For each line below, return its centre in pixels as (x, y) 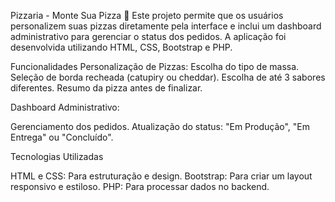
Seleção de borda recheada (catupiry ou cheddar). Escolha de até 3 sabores (168, 77)
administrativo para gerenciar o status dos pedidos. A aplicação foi (148, 36)
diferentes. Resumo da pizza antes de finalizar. (106, 88)
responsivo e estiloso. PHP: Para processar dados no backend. (140, 186)
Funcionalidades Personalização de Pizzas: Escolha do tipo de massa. (155, 66)
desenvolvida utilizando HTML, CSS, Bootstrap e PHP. (121, 47)
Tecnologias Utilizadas (57, 156)
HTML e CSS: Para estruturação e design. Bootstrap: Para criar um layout (161, 176)
